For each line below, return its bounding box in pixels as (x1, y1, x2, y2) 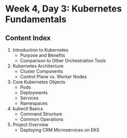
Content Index (5, 34, 51, 42)
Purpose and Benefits (20, 52, 66, 58)
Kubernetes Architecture (12, 63, 64, 69)
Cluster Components (20, 68, 63, 74)
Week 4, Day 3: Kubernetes (5, 3, 122, 15)
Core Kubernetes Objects (12, 79, 66, 85)
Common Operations (20, 116, 63, 122)
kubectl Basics (12, 106, 43, 111)
